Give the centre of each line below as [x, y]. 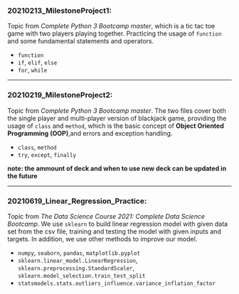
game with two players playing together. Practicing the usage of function [115, 33]
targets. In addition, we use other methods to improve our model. [102, 239]
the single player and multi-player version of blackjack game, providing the [117, 118]
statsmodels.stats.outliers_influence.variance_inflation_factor [116, 283]
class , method [37, 147]
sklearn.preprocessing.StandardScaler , [76, 268]
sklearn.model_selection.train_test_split [81, 276]
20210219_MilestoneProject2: [60, 95]
